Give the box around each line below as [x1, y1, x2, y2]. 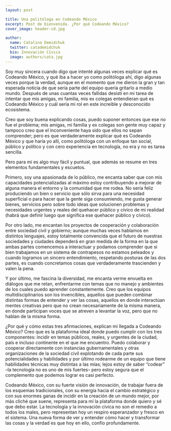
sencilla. [5, 149, 23, 155]
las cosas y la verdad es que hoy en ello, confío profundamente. [5, 420, 140, 426]
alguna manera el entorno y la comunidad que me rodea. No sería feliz [5, 185, 154, 191]
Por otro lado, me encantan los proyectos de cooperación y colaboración [5, 222, 159, 228]
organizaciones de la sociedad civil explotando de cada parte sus [5, 350, 143, 356]
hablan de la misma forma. [5, 313, 61, 319]
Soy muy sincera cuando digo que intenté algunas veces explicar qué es [5, 68, 158, 75]
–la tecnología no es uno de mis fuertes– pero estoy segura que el [5, 366, 144, 373]
